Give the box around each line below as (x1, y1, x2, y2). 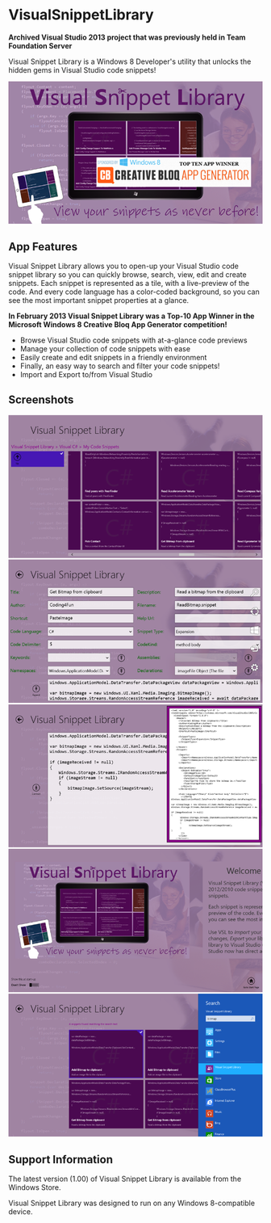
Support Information (8, 1153, 113, 1166)
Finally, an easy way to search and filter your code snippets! (19, 361, 220, 371)
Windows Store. (8, 1183, 62, 1192)
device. (8, 1207, 33, 1217)
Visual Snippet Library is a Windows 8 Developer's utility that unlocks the (8, 57, 252, 66)
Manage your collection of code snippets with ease (19, 343, 191, 353)
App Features (8, 240, 78, 254)
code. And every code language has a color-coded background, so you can (8, 287, 260, 296)
